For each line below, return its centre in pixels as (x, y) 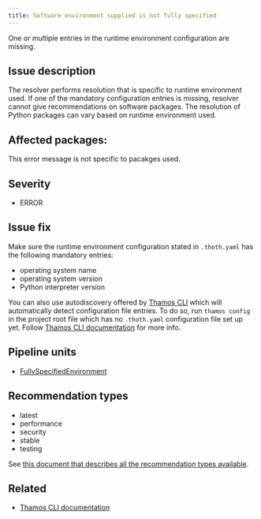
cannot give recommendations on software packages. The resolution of (124, 106)
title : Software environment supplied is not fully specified (112, 15)
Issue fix (30, 228)
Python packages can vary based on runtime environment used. (112, 115)
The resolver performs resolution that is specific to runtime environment (125, 90)
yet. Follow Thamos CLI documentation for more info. (95, 327)
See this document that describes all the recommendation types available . (129, 464)
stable (30, 440)
